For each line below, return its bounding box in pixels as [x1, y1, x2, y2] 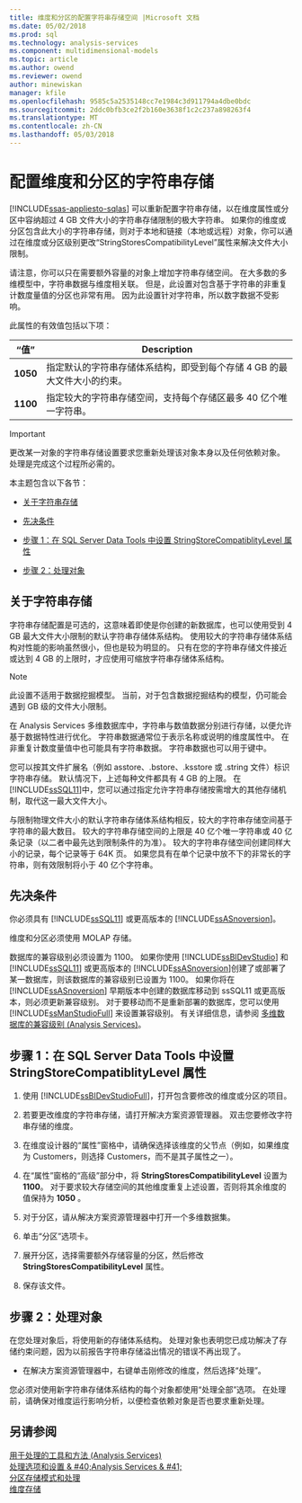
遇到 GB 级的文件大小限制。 [9, 700, 112, 711]
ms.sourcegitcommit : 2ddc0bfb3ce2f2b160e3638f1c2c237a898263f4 [9, 105, 252, 114]
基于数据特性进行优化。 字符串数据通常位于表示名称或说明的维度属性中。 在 [9, 731, 289, 742]
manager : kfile [9, 88, 67, 97]
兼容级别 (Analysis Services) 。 [32, 1019, 147, 1030]
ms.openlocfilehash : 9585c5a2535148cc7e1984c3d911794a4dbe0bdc [9, 96, 252, 106]
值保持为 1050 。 [22, 1193, 86, 1204]
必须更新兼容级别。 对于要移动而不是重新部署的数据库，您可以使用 [32, 997, 280, 1008]
